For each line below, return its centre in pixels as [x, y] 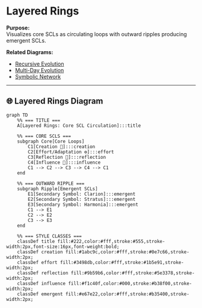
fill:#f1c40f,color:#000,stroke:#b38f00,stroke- [130, 283]
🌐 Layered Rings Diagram [55, 101]
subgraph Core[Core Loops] [51, 141]
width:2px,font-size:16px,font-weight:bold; [63, 247]
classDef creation [40, 252]
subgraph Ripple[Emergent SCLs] [57, 189]
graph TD [17, 115]
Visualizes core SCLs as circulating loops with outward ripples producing [97, 34]
